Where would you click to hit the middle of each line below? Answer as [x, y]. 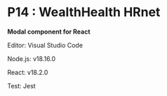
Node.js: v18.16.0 [32, 59]
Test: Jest [22, 85]
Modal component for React [49, 32]
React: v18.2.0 [28, 72]
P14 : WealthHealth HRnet [84, 12]
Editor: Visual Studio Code [45, 45]
